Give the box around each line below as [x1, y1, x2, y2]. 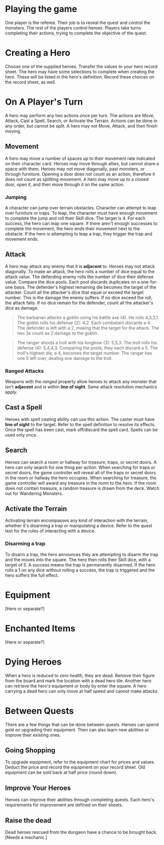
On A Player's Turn [5, 97, 83, 107]
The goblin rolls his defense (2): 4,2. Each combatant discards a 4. [17, 320, 152, 326]
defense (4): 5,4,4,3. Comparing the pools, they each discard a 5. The [17, 345, 158, 351]
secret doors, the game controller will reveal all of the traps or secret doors [5, 469, 156, 475]
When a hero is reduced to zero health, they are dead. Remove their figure [5, 672, 155, 678]
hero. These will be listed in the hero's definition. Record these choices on [5, 74, 155, 79]
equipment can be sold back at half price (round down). [5, 769, 117, 775]
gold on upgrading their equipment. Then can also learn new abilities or [5, 727, 149, 733]
